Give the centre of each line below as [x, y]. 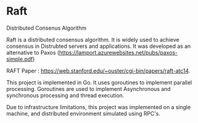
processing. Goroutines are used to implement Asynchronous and [89, 88]
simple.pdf [20, 59]
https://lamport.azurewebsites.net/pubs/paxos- [118, 52]
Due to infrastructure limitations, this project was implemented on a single [99, 107]
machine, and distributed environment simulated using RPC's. [84, 113]
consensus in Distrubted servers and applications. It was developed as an [99, 46]
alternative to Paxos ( [33, 52]
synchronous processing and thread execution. [65, 95]
